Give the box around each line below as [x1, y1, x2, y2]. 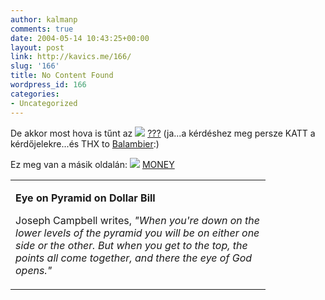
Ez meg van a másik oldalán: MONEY [10, 158, 175, 170]
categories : [10, 89, 60, 99]
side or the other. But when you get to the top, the [15, 238, 248, 252]
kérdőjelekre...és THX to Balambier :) [10, 137, 160, 150]
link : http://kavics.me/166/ [10, 52, 132, 62]
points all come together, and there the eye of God [15, 251, 253, 265]
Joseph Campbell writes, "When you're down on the [15, 213, 261, 227]
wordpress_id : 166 [10, 80, 87, 90]
